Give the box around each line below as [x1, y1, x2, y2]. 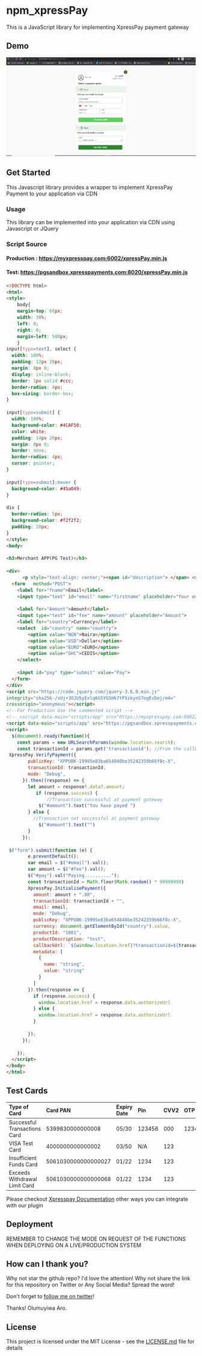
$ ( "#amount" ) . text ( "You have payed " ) [38, 803, 136, 809]
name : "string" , [44, 962, 85, 968]
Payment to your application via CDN [6, 190, 98, 197]
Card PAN [46, 1106, 71, 1114]
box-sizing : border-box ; [11, 390, 74, 397]
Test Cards [6, 1086, 48, 1096]
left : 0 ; [17, 321, 39, 327]
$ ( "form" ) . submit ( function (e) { [8, 847, 93, 853]
